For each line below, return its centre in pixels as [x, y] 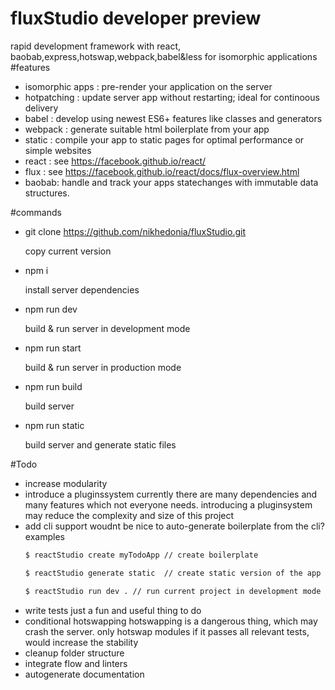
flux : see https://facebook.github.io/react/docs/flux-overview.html [162, 171]
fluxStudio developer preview [136, 18]
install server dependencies [82, 289]
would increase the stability [81, 642]
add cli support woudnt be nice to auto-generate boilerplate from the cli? [174, 526]
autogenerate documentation [84, 674]
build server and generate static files [100, 444]
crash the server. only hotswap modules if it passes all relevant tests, [167, 631]
